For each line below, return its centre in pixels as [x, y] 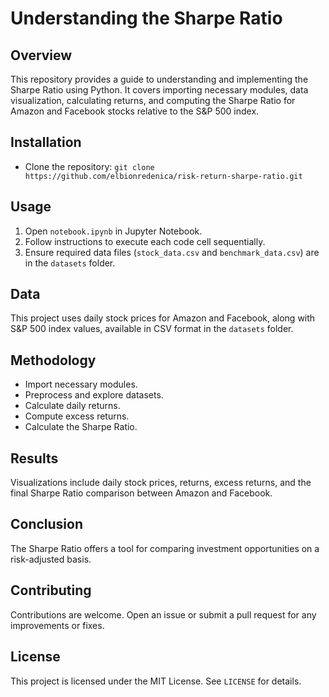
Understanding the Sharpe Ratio [146, 18]
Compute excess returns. [77, 416]
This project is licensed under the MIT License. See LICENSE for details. [156, 681]
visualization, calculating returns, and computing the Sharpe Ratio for [153, 100]
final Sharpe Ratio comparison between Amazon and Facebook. [141, 493]
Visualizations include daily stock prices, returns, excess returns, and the [161, 483]
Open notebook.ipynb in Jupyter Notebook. [113, 231]
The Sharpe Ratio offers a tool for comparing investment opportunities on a [165, 548]
